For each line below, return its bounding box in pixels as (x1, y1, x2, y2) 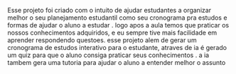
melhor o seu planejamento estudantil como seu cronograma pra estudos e (7, 13, 227, 22)
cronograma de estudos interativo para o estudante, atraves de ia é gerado (7, 44, 227, 51)
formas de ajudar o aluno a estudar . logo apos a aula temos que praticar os (7, 21, 230, 29)
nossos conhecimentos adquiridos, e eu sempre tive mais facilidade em (7, 28, 218, 37)
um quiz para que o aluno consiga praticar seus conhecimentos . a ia (7, 51, 210, 59)
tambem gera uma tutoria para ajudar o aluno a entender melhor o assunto (7, 58, 226, 66)
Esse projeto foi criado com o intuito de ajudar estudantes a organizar (7, 6, 212, 14)
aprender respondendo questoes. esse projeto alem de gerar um (7, 36, 197, 44)
